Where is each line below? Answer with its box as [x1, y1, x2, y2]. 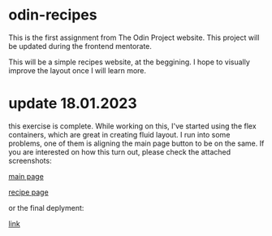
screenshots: [8, 155, 52, 165]
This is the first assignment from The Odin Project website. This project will [8, 33, 260, 42]
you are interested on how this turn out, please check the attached [8, 146, 231, 156]
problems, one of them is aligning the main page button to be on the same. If [8, 138, 265, 148]
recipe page [8, 187, 49, 197]
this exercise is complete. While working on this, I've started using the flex [8, 120, 257, 131]
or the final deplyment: [8, 203, 84, 212]
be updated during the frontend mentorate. [8, 41, 153, 50]
